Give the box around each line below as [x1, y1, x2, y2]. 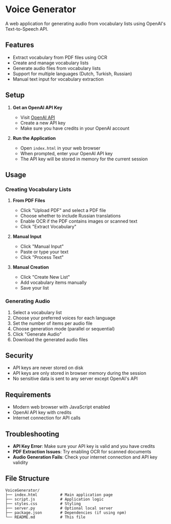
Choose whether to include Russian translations [20, 213, 121, 219]
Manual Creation [12, 264, 50, 270]
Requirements [5, 390, 51, 399]
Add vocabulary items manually [20, 279, 87, 285]
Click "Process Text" [20, 254, 64, 260]
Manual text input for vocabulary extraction [12, 76, 104, 82]
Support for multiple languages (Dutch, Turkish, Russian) [12, 70, 132, 77]
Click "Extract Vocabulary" [20, 224, 77, 230]
